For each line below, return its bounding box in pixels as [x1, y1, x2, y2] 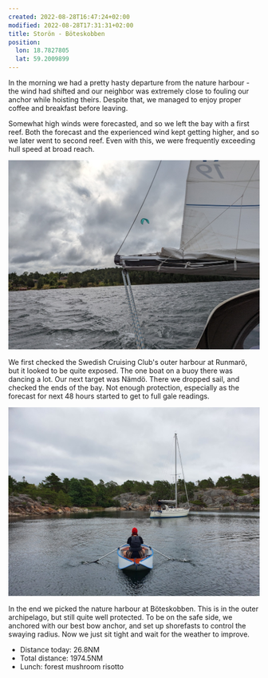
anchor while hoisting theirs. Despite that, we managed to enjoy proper [8, 95, 242, 104]
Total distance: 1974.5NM [19, 653, 104, 663]
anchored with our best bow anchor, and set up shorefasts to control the [8, 621, 246, 631]
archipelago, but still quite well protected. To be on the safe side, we [8, 613, 233, 622]
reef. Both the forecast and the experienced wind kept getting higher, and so [8, 128, 259, 137]
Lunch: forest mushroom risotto [19, 662, 124, 672]
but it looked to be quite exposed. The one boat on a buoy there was [8, 366, 233, 375]
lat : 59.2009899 [15, 55, 69, 63]
